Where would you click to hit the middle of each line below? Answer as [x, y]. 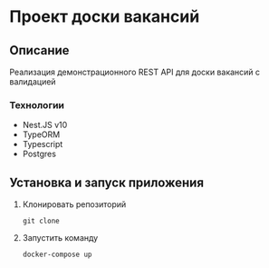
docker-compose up [57, 255]
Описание [39, 50]
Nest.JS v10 [45, 125]
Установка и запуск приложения [107, 182]
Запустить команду [60, 238]
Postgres [39, 154]
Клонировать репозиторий [74, 204]
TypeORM [41, 134]
